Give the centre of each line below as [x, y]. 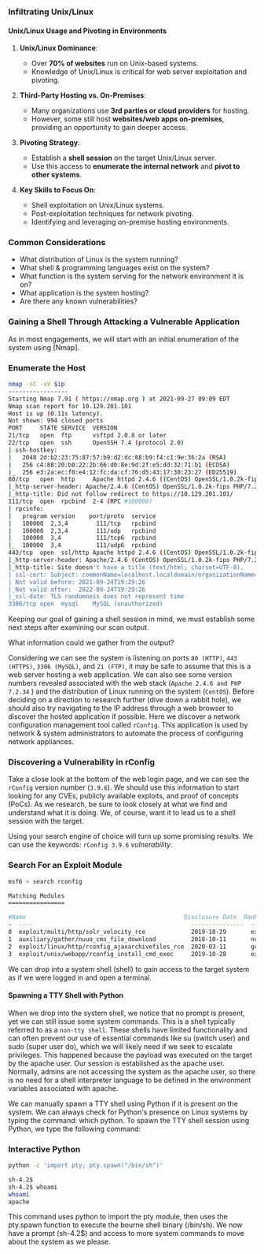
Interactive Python [44, 1149]
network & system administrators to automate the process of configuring [126, 733]
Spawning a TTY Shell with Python [66, 995]
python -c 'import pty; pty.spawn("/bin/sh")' [86, 1166]
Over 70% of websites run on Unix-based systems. [115, 63]
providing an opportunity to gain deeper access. [109, 128]
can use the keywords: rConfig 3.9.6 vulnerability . [90, 845]
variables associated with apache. [63, 1088]
